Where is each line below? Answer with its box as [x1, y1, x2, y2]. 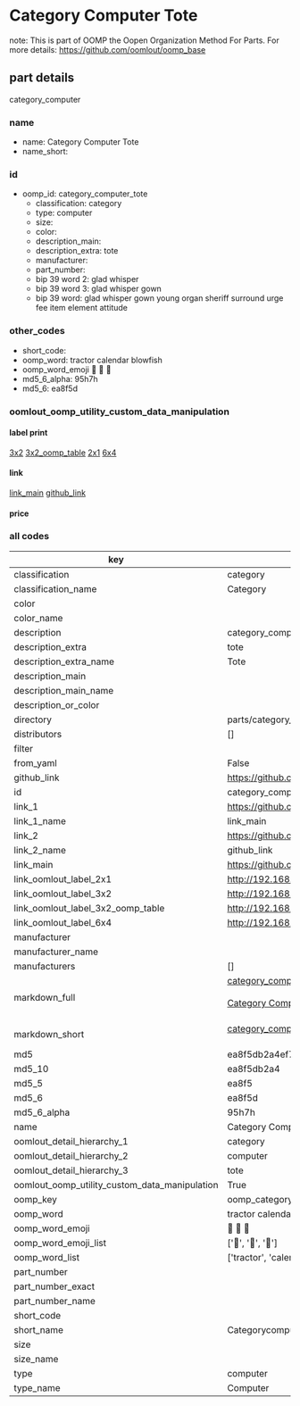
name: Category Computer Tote [21, 137, 139, 147]
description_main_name [13, 684, 114, 696]
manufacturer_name [13, 945, 99, 958]
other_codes [9, 325, 65, 337]
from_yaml [13, 756, 58, 769]
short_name [13, 1323, 64, 1335]
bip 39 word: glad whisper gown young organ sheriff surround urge [35, 293, 284, 304]
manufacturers [13, 960, 76, 972]
